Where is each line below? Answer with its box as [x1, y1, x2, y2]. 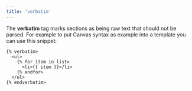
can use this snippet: [6, 37, 57, 44]
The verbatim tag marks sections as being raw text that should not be [6, 25, 177, 32]
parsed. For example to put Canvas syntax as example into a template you [6, 31, 186, 38]
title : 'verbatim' [6, 8, 51, 15]
